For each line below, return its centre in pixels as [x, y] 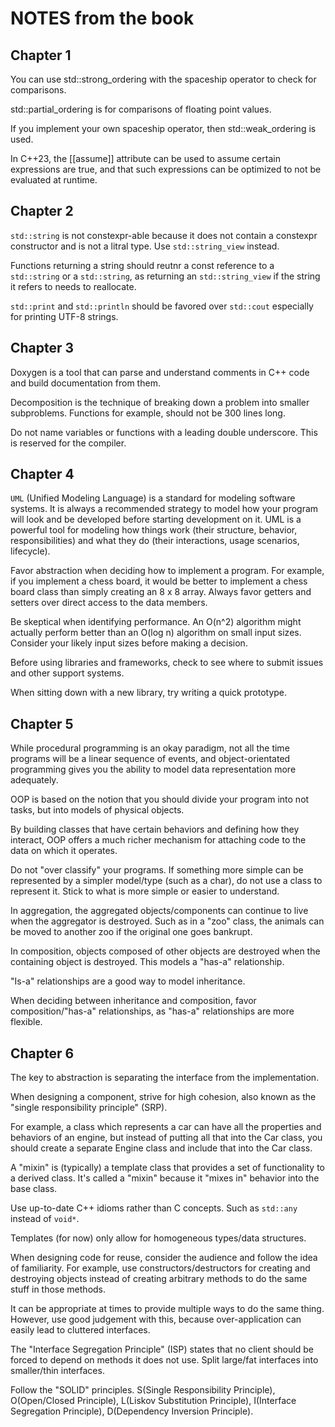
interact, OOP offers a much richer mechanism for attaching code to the [158, 840]
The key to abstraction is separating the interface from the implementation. [165, 1078]
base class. [34, 1189]
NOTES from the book [102, 18]
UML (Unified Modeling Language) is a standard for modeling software [153, 498]
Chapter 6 [42, 1053]
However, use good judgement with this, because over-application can [156, 1319]
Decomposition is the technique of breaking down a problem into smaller [160, 402]
